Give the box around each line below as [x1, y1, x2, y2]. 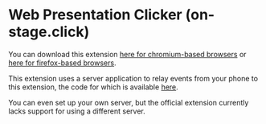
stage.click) [8, 23, 90, 41]
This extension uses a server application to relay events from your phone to [8, 73, 259, 83]
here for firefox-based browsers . [8, 58, 117, 68]
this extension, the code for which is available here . [8, 82, 178, 92]
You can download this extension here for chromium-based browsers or [8, 49, 247, 59]
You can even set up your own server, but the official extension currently [8, 97, 249, 107]
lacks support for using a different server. [8, 106, 146, 116]
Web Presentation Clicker [8, 6, 182, 24]
